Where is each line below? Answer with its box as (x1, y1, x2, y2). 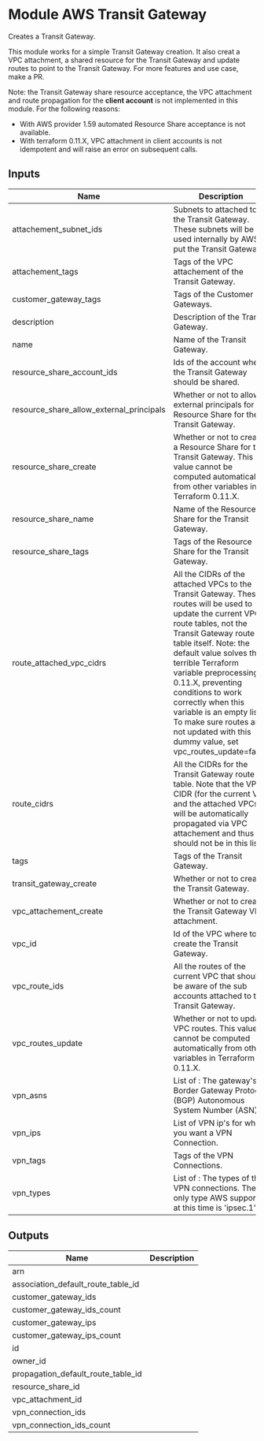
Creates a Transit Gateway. (8, 32, 96, 41)
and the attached (173, 798, 236, 809)
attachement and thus (173, 828, 255, 839)
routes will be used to (173, 598, 253, 609)
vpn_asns (12, 1089, 47, 1100)
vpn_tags (12, 1155, 46, 1166)
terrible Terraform (173, 657, 240, 668)
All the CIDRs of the (173, 568, 246, 579)
